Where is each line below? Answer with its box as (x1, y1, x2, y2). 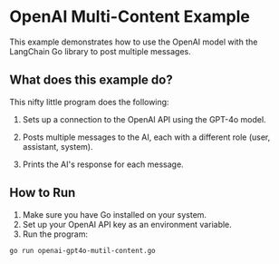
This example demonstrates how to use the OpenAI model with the (9, 36, 258, 47)
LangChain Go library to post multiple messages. (9, 45, 192, 56)
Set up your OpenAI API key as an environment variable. (22, 219, 233, 230)
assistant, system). (22, 141, 93, 152)
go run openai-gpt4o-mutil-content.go (9, 246, 156, 255)
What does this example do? (9, 73, 174, 88)
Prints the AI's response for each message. (22, 159, 184, 170)
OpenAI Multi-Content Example (9, 6, 251, 27)
